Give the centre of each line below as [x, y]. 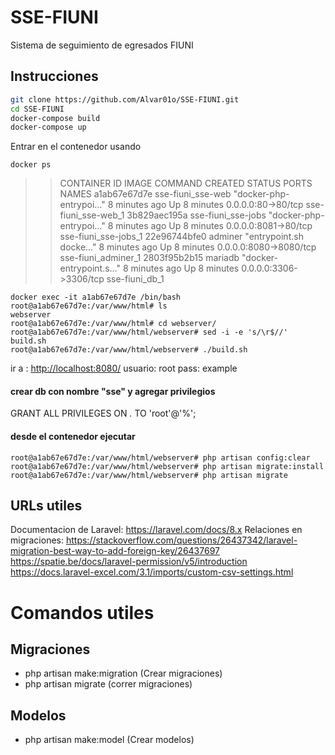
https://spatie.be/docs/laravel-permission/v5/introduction [129, 562]
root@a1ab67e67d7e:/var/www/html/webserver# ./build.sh [129, 350]
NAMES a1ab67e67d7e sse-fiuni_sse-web [145, 194]
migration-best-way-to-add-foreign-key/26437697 [115, 551]
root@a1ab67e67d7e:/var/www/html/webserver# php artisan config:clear [160, 457]
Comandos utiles [82, 612]
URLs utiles [46, 506]
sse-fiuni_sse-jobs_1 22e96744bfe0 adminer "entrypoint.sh [181, 237]
